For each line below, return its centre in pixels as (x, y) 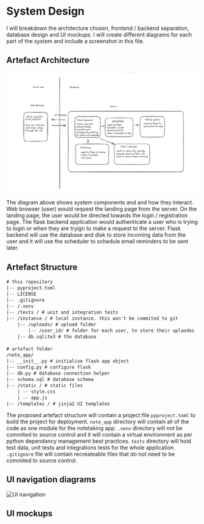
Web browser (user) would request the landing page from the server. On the (102, 209)
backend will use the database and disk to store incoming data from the (96, 235)
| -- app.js (32, 398)
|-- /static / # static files (45, 386)
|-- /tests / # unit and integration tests (62, 312)
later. (13, 248)
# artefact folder (30, 349)
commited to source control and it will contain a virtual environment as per (100, 435)
